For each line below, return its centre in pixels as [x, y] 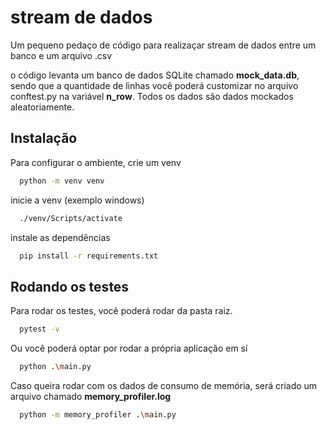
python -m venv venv [62, 181]
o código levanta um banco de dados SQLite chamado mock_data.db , [155, 75]
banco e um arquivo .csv [61, 55]
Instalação [44, 138]
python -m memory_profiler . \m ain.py [98, 414]
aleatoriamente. [42, 107]
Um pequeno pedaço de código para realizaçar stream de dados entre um [163, 45]
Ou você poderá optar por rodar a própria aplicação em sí [129, 348]
